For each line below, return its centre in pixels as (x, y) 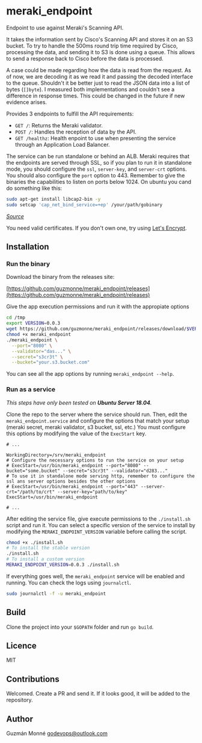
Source (15, 216)
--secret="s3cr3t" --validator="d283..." (115, 471)
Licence (22, 646)
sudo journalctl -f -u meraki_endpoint (56, 593)
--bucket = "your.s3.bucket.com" (51, 362)
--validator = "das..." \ (41, 351)
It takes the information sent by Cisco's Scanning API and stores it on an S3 (100, 39)
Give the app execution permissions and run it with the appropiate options (98, 307)
